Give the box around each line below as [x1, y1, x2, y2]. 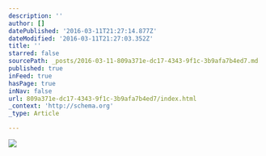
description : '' [8, 11, 63, 20]
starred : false [8, 49, 60, 57]
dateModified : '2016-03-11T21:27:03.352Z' [8, 34, 154, 43]
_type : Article [8, 110, 60, 118]
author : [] [8, 19, 45, 27]
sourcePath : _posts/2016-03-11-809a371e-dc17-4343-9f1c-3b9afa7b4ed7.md [8, 57, 259, 65]
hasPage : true [8, 79, 57, 87]
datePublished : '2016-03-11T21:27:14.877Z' [8, 27, 158, 35]
